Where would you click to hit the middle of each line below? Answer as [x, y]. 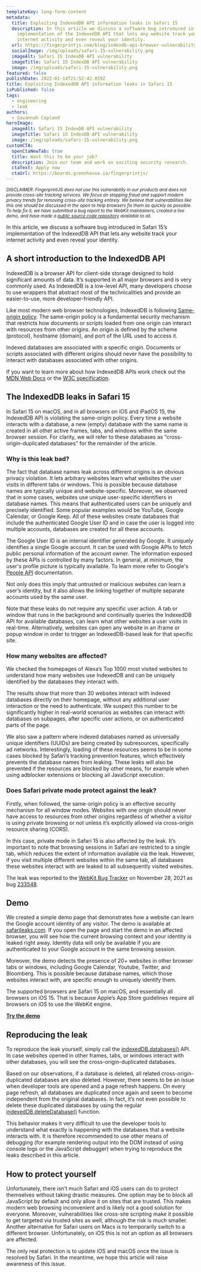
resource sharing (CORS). [38, 829]
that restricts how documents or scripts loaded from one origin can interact [99, 323]
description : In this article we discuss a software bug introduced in [103, 28]
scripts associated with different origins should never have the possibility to [99, 354]
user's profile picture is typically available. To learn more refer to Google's [97, 566]
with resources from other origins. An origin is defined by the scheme [92, 329]
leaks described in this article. [43, 1155]
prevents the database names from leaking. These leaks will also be [90, 762]
